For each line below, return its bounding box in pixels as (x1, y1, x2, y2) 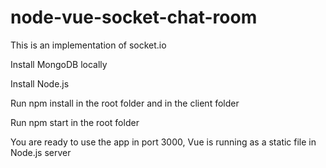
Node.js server (10, 146, 72, 158)
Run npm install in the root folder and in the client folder (10, 97, 240, 109)
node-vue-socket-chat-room (10, 6, 258, 29)
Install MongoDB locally (10, 58, 108, 70)
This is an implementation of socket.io (10, 39, 167, 51)
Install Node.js (10, 77, 70, 90)
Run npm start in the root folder (10, 116, 140, 128)
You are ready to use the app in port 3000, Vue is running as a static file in (10, 136, 317, 148)
